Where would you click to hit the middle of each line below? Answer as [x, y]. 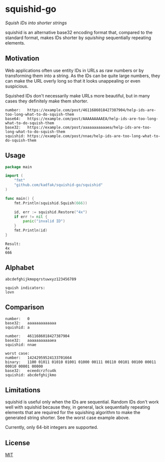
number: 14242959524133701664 [38, 358]
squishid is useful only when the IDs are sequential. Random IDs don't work [82, 402]
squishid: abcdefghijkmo [31, 375]
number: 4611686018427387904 [37, 336]
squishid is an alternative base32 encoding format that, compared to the [79, 32]
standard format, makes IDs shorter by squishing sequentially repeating [78, 38]
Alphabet [20, 268]
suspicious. [17, 86]
